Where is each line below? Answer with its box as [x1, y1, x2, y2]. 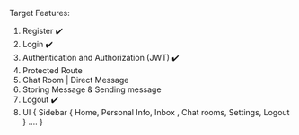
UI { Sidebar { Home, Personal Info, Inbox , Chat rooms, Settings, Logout [22, 107, 290, 117]
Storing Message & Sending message [22, 84, 162, 95]
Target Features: [9, 8, 70, 18]
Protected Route [22, 65, 83, 75]
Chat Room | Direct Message [22, 75, 129, 85]
